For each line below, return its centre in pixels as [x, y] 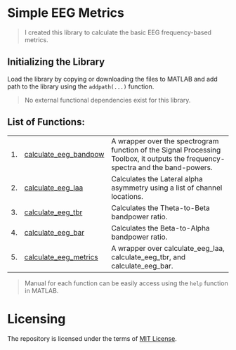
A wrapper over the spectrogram [165, 141]
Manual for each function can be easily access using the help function [126, 283]
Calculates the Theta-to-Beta [161, 207]
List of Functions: [46, 122]
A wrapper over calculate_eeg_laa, [168, 248]
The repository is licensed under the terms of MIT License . [92, 338]
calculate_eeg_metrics [61, 257]
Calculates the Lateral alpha [157, 179]
